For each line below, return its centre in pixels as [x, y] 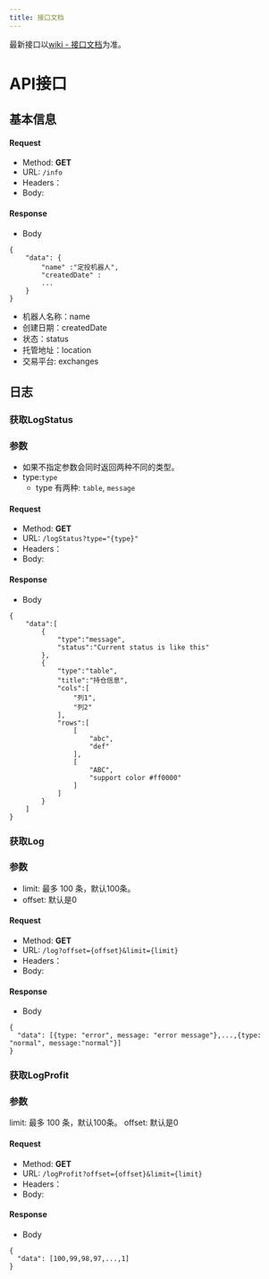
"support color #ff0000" [135, 777]
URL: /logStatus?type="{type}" [80, 538]
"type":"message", [91, 639]
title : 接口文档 [37, 17]
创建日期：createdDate [64, 327]
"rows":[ [73, 723]
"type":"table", [87, 671]
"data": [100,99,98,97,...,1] [73, 1258]
